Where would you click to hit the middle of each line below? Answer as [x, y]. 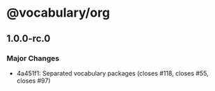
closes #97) [33, 81]
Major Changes [33, 58]
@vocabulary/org [58, 13]
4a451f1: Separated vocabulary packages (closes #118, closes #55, [113, 73]
